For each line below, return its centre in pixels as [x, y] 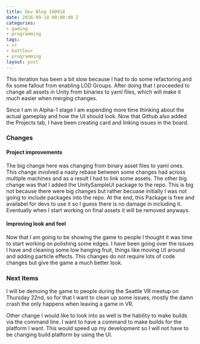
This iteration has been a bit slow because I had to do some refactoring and [99, 79]
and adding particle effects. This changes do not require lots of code [91, 256]
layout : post [22, 62]
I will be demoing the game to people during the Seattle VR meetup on [93, 291]
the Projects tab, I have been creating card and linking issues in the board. [98, 122]
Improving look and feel [36, 224]
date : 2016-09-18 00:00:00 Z [42, 17]
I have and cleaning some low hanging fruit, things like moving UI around [96, 250]
